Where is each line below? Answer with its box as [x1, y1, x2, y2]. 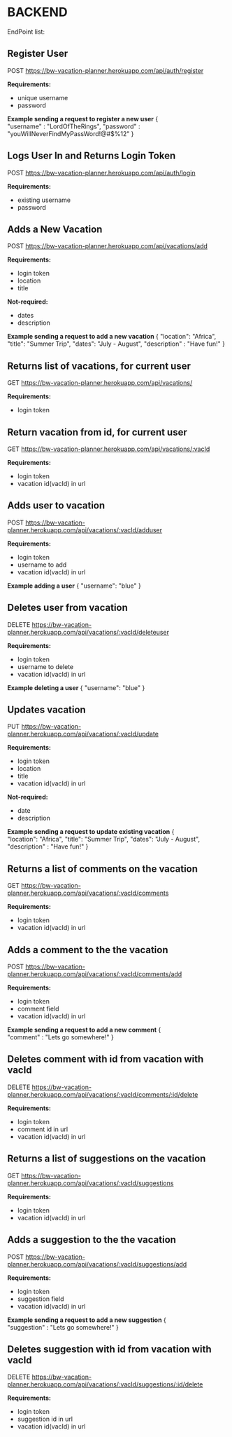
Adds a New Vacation [7, 223, 103, 235]
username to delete [17, 662, 74, 670]
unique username [17, 93, 68, 102]
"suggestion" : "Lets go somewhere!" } [7, 1323, 119, 1331]
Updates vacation [7, 704, 86, 716]
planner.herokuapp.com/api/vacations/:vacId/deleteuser [7, 628, 170, 636]
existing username [17, 196, 71, 204]
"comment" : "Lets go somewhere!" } [7, 1033, 114, 1041]
